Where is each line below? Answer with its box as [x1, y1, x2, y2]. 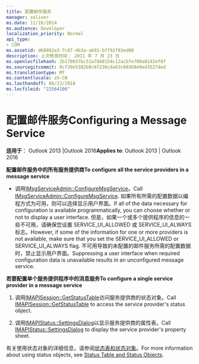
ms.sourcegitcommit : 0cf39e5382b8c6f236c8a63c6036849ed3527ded [6, 64, 166, 70]
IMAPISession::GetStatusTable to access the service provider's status [14, 300, 185, 307]
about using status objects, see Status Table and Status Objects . [6, 351, 165, 358]
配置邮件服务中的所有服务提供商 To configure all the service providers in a [6, 166, 189, 173]
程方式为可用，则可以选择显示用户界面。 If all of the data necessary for [14, 200, 188, 207]
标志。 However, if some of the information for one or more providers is [14, 228, 188, 236]
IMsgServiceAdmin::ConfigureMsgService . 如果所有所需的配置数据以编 [14, 192, 189, 199]
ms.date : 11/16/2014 [6, 20, 58, 26]
